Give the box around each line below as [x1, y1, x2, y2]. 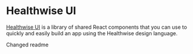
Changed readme [6, 41, 49, 48]
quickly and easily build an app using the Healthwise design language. [6, 29, 178, 36]
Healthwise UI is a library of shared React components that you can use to [6, 23, 188, 31]
